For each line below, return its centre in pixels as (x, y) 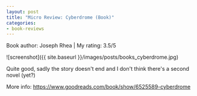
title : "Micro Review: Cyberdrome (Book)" (60, 17)
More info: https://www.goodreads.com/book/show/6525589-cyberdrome (98, 87)
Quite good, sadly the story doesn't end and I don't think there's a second (98, 69)
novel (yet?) (21, 75)
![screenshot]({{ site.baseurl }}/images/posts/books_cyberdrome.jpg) (92, 57)
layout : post (23, 12)
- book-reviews (25, 28)
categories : (21, 23)
